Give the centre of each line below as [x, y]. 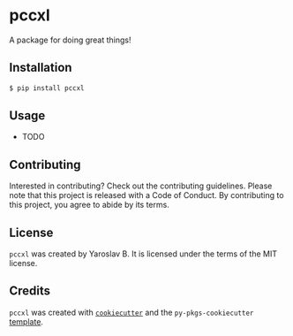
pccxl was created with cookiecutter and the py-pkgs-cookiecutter [131, 312]
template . [26, 321]
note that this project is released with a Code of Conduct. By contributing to [146, 195]
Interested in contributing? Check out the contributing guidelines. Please [141, 186]
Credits [30, 291]
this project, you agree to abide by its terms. [89, 205]
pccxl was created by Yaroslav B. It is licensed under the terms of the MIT [143, 254]
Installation [41, 68]
